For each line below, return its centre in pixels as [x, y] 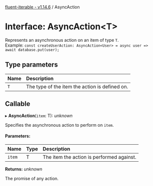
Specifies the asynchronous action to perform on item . [60, 125]
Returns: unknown [24, 169]
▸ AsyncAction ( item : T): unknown [39, 116]
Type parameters [31, 65]
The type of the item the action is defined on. [77, 86]
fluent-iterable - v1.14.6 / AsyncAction [42, 7]
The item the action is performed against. [90, 157]
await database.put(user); [32, 50]
